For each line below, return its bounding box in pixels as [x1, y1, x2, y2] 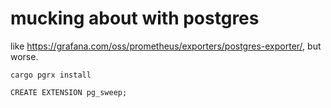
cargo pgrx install [10, 70, 92, 80]
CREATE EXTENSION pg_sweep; [10, 87, 128, 97]
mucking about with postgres [10, 7, 260, 30]
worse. [10, 50, 39, 62]
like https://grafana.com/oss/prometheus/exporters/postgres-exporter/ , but [10, 40, 322, 52]
